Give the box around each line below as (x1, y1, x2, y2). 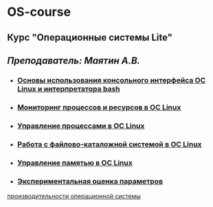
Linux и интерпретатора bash (16, 84, 120, 94)
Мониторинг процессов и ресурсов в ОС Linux (16, 102, 181, 112)
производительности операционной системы (7, 192, 141, 200)
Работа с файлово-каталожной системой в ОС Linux (16, 139, 202, 149)
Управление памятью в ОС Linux (16, 157, 133, 167)
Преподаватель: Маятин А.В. (7, 54, 141, 66)
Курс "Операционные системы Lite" (7, 32, 173, 43)
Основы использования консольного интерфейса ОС (16, 75, 206, 85)
